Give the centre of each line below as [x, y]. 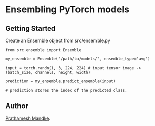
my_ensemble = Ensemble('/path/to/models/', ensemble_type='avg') [78, 59]
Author [17, 106]
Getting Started [31, 28]
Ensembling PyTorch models [67, 9]
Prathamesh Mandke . [28, 118]
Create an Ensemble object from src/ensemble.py [58, 40]
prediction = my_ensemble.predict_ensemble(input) [61, 81]
